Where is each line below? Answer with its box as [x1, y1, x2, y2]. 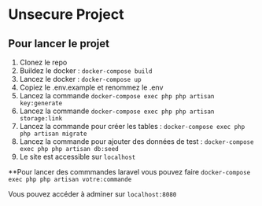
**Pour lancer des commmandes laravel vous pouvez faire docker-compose [8, 167, 251, 176]
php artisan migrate [19, 130, 87, 138]
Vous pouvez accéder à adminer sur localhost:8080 [8, 189, 177, 198]
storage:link [19, 115, 63, 123]
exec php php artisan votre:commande [8, 175, 132, 183]
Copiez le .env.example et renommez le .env [19, 83, 164, 92]
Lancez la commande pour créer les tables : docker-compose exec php [19, 122, 245, 131]
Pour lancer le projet [8, 37, 110, 50]
